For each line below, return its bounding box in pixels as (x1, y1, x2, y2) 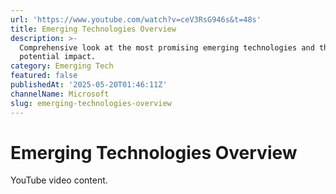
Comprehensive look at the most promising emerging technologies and (19, 42, 315, 53)
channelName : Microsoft (10, 89, 110, 99)
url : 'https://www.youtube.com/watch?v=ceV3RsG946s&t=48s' (10, 14, 262, 25)
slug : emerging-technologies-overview (10, 98, 172, 108)
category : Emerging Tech (10, 61, 114, 71)
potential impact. (19, 52, 97, 62)
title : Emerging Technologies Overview (10, 24, 177, 34)
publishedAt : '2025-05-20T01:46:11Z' (10, 80, 168, 90)
